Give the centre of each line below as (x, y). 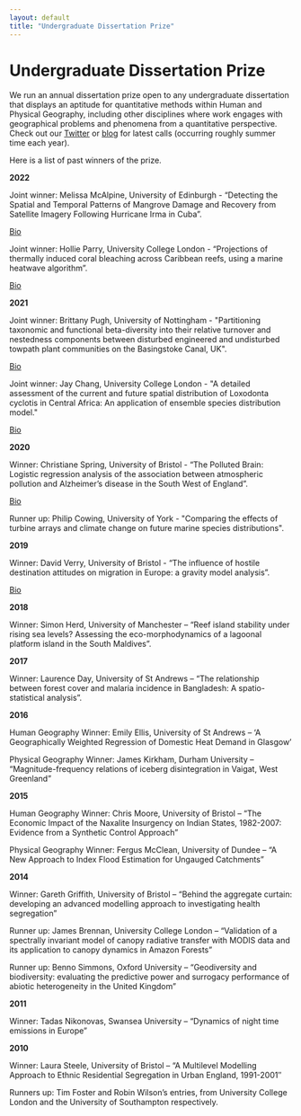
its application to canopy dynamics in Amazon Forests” (111, 950)
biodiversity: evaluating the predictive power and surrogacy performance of (150, 977)
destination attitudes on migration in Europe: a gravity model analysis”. (140, 572)
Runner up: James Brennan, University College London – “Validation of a (143, 931)
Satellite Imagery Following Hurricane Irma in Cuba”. (106, 214)
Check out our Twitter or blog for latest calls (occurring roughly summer (142, 133)
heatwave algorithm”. (49, 268)
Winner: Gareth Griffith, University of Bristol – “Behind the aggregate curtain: (151, 894)
